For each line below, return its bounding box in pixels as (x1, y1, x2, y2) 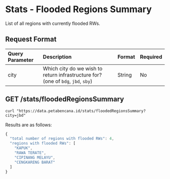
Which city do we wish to (42, 65, 103, 72)
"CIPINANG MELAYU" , (14, 155, 56, 160)
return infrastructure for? (42, 71, 102, 78)
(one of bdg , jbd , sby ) (42, 78, 93, 85)
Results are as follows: (5, 122, 52, 128)
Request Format (5, 35, 57, 44)
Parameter (8, 56, 34, 63)
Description (42, 53, 72, 60)
